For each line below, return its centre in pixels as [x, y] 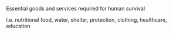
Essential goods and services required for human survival [76, 8]
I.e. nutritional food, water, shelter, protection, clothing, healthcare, [86, 20]
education [18, 26]
